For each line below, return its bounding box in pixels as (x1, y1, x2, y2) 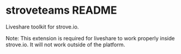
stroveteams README (5, 4, 117, 17)
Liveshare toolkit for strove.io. (5, 23, 79, 30)
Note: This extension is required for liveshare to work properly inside (5, 34, 175, 42)
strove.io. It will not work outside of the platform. (5, 41, 125, 48)
